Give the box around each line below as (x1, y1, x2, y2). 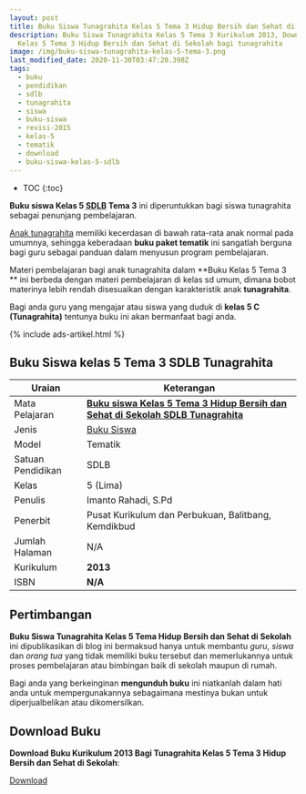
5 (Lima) (86, 479, 123, 492)
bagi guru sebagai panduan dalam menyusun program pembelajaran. (9, 247, 269, 258)
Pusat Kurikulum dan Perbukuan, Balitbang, (86, 509, 271, 522)
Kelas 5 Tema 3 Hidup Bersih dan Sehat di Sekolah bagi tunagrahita (17, 38, 283, 48)
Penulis (14, 494, 46, 506)
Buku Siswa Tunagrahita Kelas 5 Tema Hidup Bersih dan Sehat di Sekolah (9, 631, 291, 642)
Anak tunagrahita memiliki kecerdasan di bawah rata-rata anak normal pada (9, 227, 294, 238)
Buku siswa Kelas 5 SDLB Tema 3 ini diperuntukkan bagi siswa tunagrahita (9, 199, 291, 210)
